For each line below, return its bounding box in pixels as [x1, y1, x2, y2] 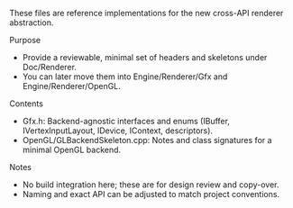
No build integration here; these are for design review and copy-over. [22, 179, 279, 190]
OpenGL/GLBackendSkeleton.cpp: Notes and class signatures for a [22, 135, 272, 145]
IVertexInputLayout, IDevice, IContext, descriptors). [22, 125, 214, 136]
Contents [9, 98, 43, 109]
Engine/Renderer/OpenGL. [22, 81, 122, 91]
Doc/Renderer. [22, 62, 77, 72]
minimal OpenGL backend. [22, 144, 122, 155]
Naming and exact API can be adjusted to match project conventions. [22, 189, 280, 199]
